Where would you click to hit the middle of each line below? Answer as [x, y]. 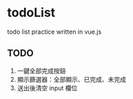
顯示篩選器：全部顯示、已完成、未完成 [71, 79]
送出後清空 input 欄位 [47, 88]
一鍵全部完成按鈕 [41, 71]
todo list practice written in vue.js [54, 32]
